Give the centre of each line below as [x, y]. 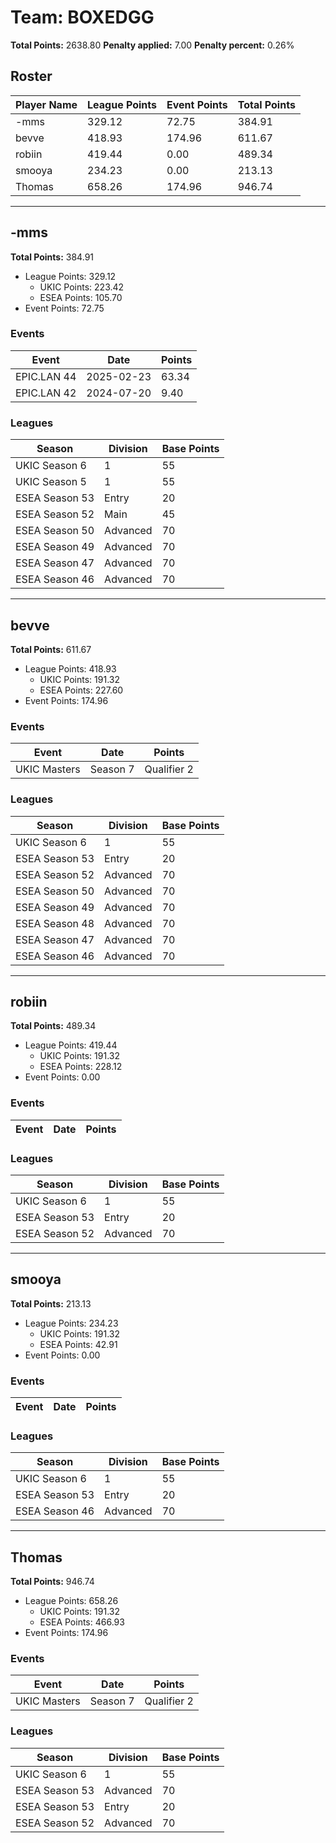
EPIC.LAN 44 [46, 376]
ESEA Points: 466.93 [82, 1622]
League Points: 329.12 [70, 276]
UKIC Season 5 [51, 482]
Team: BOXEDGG [82, 17]
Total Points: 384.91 [52, 257]
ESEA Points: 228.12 [81, 1067]
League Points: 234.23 [71, 1323]
